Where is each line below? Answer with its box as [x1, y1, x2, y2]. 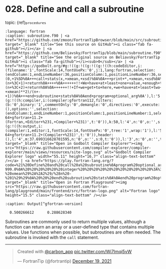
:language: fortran [5, 29, 45, 34]
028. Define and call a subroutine [5, 3, 144, 15]
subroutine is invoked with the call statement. [5, 234, 99, 240]
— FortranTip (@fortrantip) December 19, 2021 [17, 258, 112, 264]
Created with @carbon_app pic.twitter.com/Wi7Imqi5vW [17, 248, 132, 254]
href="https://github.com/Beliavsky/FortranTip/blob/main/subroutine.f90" [5, 50, 163, 55]
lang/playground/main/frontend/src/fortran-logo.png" [5, 188, 119, 193]
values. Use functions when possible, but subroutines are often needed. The [5, 229, 161, 235]
